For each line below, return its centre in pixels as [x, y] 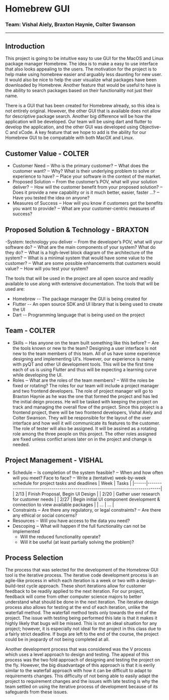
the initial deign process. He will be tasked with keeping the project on [85, 401]
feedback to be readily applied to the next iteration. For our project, [75, 591]
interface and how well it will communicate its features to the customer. [86, 423]
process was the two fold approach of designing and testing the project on [82, 660]
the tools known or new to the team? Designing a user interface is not [84, 348]
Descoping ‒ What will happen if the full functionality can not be [79, 526]
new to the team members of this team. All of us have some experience [86, 354]
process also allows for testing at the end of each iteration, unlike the [77, 607]
